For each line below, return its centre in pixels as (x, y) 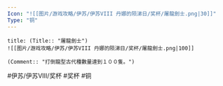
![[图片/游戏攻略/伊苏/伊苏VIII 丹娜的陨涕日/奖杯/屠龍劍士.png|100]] (101, 48)
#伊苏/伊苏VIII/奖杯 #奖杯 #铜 (49, 76)
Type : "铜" (23, 20)
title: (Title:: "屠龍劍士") (48, 41)
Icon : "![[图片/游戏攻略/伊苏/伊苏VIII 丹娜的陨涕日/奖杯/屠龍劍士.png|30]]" (112, 14)
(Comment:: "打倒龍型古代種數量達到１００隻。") (71, 62)
